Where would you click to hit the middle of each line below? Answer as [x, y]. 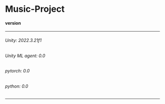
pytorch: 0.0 [17, 71]
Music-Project [35, 9]
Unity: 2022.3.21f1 [23, 40]
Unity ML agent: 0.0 [25, 56]
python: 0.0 [17, 86]
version [13, 23]
